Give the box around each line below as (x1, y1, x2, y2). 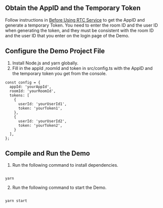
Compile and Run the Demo (5, 149, 90, 158)
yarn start (5, 199, 27, 204)
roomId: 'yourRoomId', (9, 89, 56, 93)
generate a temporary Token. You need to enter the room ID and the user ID (5, 22, 158, 28)
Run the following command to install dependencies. (12, 162, 119, 168)
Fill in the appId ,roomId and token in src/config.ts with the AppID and (12, 65, 153, 71)
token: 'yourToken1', (18, 106, 63, 111)
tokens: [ (9, 93, 29, 98)
